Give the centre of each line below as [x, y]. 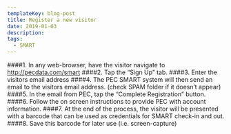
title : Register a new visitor [52, 20]
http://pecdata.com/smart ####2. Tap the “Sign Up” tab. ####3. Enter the [112, 72]
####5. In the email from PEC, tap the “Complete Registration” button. [107, 94]
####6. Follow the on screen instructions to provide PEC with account [107, 101]
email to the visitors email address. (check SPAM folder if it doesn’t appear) [114, 87]
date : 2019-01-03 [32, 26]
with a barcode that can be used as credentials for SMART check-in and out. [116, 116]
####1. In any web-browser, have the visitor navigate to [86, 65]
